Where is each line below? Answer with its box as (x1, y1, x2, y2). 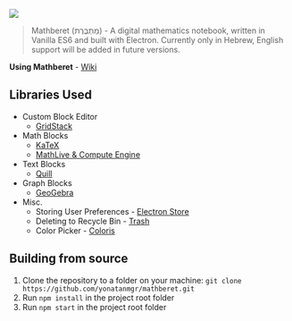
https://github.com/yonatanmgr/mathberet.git (21, 284, 195, 293)
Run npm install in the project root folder (21, 291, 175, 303)
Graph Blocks (21, 177, 73, 188)
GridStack (35, 121, 73, 131)
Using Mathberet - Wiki (9, 62, 97, 72)
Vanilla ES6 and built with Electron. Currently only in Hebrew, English (30, 35, 284, 45)
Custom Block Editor (21, 111, 98, 122)
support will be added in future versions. (30, 45, 180, 55)
